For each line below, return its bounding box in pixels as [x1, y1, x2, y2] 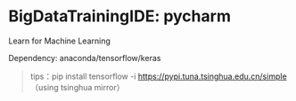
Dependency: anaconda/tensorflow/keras [8, 52, 161, 63]
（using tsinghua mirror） [29, 82, 125, 92]
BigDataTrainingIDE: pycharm [8, 6, 231, 27]
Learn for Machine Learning [8, 35, 111, 46]
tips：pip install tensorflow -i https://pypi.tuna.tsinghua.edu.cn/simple [29, 71, 287, 82]
